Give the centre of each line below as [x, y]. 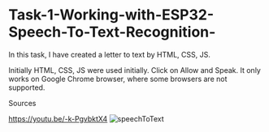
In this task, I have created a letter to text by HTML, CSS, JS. [110, 54]
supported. [27, 87]
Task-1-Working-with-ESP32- [111, 15]
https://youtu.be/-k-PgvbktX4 [58, 118]
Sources [22, 103]
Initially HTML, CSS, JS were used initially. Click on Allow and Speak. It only [135, 70]
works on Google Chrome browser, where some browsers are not [118, 79]
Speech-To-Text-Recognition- [112, 32]
